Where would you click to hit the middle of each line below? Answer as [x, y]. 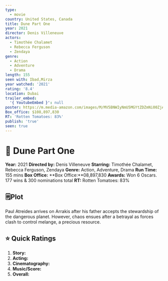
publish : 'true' [22, 121]
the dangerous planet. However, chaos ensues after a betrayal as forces [79, 217]
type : [11, 10]
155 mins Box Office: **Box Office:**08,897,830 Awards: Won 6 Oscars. [81, 175]
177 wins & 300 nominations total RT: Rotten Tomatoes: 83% [67, 180]
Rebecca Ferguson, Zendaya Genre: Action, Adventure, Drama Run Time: [81, 170]
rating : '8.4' [20, 89]
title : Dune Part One [28, 24]
